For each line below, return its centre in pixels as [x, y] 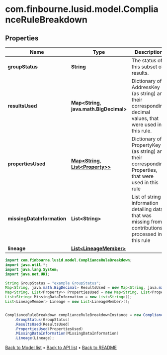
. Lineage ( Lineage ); [34, 338]
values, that [145, 118]
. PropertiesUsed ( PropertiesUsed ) [49, 329]
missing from [147, 222]
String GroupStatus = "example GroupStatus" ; [53, 283]
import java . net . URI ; [28, 274]
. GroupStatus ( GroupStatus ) [42, 320]
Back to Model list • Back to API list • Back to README [61, 348]
